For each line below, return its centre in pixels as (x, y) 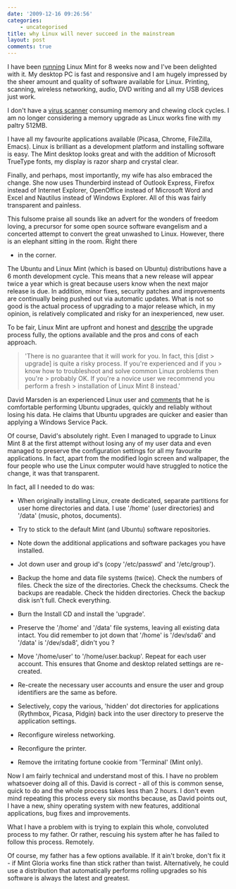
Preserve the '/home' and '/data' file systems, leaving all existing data (118, 628)
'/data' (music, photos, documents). (69, 515)
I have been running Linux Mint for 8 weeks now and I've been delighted (112, 67)
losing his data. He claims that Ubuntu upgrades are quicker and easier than (118, 415)
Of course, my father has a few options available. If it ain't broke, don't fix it (117, 855)
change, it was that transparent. (54, 473)
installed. (31, 550)
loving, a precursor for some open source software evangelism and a (107, 226)
